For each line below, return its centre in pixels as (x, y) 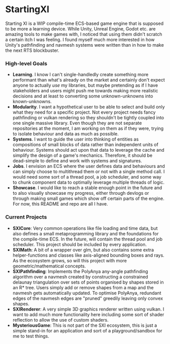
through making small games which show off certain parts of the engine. (89, 198)
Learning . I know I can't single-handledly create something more (80, 75)
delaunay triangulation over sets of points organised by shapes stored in (88, 282)
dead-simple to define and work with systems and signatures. (77, 161)
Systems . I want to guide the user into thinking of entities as (76, 139)
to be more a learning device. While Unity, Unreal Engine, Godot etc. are (80, 28)
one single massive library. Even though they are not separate (77, 123)
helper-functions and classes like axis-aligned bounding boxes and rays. (89, 255)
